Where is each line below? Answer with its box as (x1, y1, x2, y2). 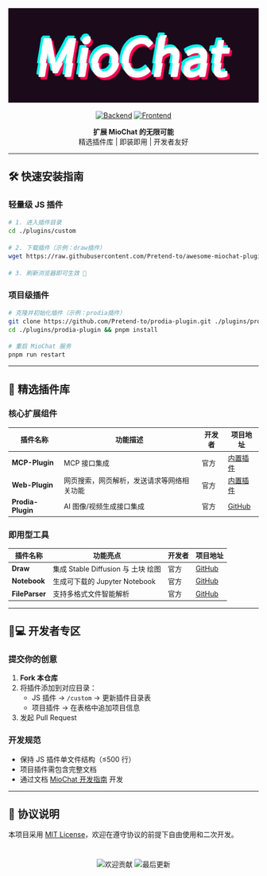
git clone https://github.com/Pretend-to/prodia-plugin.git (8, 317, 212, 325)
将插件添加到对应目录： (19, 683, 97, 693)
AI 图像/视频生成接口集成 (63, 501, 145, 512)
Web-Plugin (11, 481, 53, 490)
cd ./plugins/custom (8, 227, 77, 236)
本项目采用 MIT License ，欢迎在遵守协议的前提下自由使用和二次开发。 (8, 830, 238, 839)
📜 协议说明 (8, 808, 60, 821)
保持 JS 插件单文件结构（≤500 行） (19, 754, 136, 764)
